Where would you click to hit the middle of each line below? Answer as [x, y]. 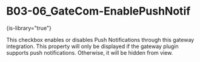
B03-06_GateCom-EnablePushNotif [98, 11]
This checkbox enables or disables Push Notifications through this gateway [100, 40]
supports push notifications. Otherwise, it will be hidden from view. [90, 52]
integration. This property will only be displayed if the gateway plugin [92, 46]
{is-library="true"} [29, 28]
